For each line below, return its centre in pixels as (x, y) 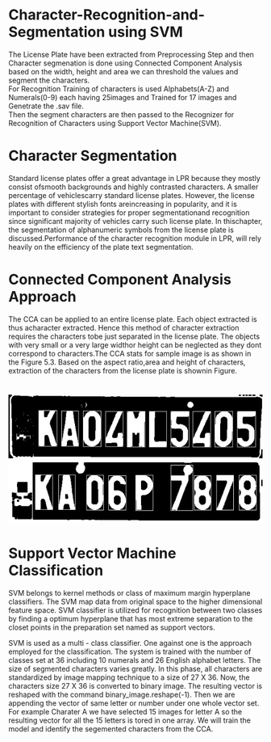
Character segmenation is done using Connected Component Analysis (125, 63)
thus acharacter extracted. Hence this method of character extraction (124, 327)
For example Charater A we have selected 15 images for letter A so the (125, 711)
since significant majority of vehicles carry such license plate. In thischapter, (135, 221)
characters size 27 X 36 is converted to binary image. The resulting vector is (135, 685)
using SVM (146, 32)
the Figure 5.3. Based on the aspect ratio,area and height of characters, (127, 362)
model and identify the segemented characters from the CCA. (111, 728)
